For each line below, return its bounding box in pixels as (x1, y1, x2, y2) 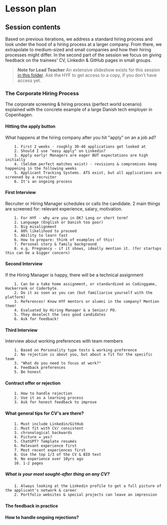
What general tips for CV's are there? (5, 410, 84, 416)
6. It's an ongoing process (14, 179, 72, 184)
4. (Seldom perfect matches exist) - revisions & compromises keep (14, 162, 157, 167)
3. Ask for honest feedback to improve (14, 400, 97, 405)
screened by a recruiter (5, 175, 57, 179)
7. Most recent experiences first (14, 447, 86, 453)
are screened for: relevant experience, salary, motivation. (5, 205, 123, 212)
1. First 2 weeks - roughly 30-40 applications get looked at (14, 144, 146, 149)
